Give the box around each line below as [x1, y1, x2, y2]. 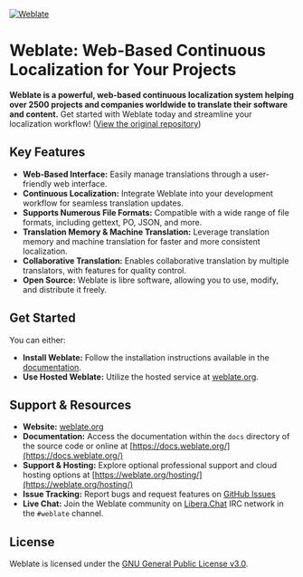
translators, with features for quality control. [22, 264, 187, 275]
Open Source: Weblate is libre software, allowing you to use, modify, [22, 274, 279, 285]
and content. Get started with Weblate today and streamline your [9, 109, 252, 120]
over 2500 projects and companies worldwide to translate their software [9, 99, 288, 110]
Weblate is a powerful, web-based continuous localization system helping [9, 89, 294, 100]
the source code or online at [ [22, 440, 133, 452]
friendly [22, 178, 52, 189]
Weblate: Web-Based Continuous [9, 41, 267, 61]
